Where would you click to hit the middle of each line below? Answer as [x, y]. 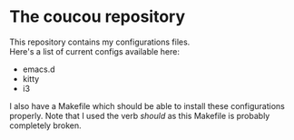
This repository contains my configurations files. [100, 42]
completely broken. [45, 125]
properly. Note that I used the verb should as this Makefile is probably [140, 115]
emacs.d [39, 69]
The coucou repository [98, 17]
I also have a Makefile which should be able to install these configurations [147, 105]
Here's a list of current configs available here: [94, 51]
